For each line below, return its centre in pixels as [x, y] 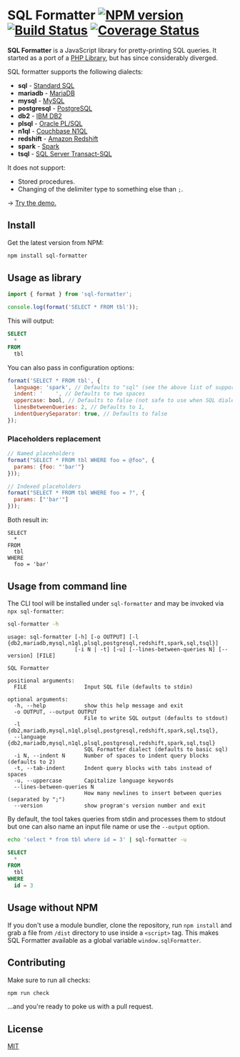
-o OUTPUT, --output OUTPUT [56, 712]
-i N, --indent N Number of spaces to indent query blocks [111, 756]
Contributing [36, 963]
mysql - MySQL [41, 101]
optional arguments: [38, 699]
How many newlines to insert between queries [153, 793]
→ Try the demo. [32, 203]
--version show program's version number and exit [110, 806]
